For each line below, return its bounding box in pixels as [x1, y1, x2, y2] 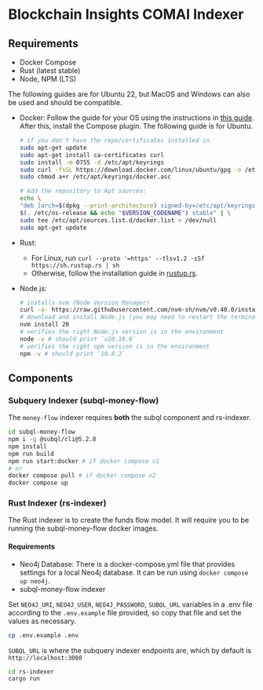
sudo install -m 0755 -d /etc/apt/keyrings [19, 159, 165, 166]
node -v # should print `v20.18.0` [19, 335, 137, 343]
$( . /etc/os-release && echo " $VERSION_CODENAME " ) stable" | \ [19, 209, 232, 217]
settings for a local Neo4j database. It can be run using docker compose [19, 568, 249, 577]
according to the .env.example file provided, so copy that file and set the [8, 608, 242, 617]
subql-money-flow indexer [19, 584, 106, 593]
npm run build [8, 450, 55, 458]
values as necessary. [8, 616, 77, 626]
